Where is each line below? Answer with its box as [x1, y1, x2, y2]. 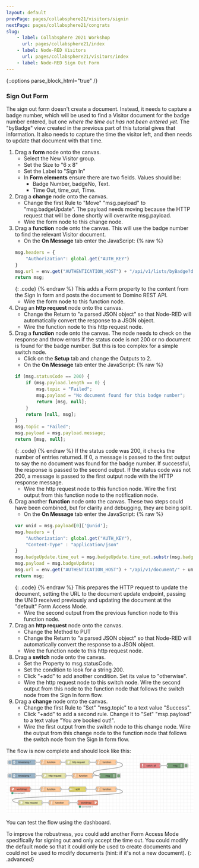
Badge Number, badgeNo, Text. [32, 180, 110, 187]
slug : [6, 29, 20, 35]
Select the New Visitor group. [23, 155, 96, 162]
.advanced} [6, 855, 34, 863]
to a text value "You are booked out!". [23, 717, 115, 724]
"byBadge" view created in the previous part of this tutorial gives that [6, 124, 176, 131]
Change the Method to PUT [23, 628, 91, 635]
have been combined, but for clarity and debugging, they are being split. [14, 504, 192, 511]
